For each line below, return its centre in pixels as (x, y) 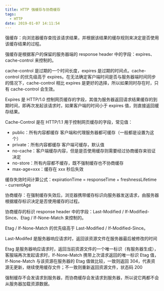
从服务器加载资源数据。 (29, 284)
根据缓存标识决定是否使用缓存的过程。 (43, 201)
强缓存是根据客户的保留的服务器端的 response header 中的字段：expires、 (80, 54)
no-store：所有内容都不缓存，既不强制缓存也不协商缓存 (68, 163)
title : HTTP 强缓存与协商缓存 (33, 10)
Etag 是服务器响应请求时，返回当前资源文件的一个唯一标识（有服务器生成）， (82, 249)
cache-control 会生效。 (34, 89)
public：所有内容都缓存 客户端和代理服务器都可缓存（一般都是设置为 (81, 133)
